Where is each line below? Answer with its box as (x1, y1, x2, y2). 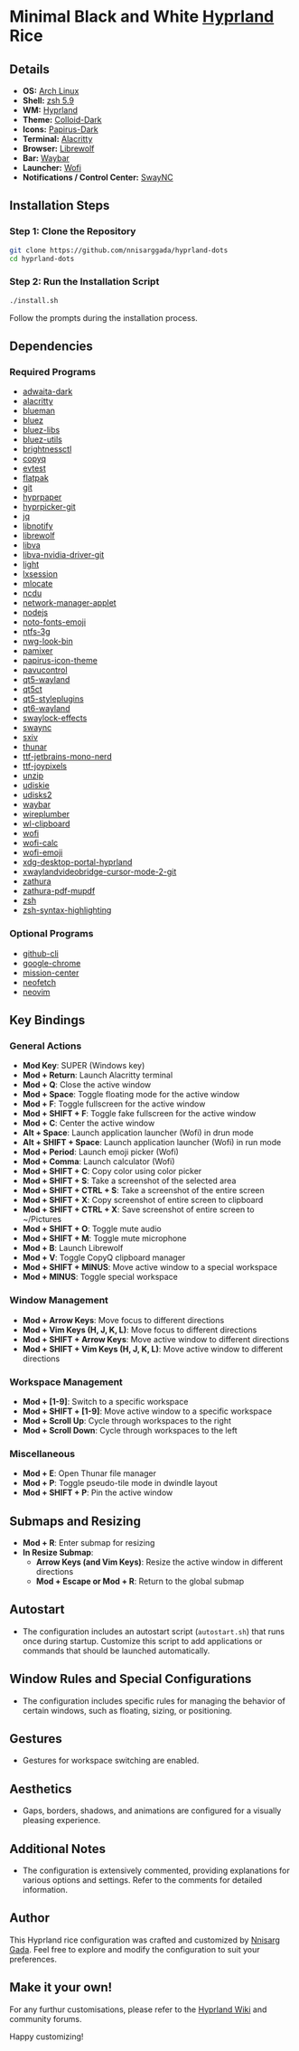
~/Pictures (22, 1214, 61, 1225)
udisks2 (22, 789, 52, 801)
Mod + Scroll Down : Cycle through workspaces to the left (22, 1425, 238, 1435)
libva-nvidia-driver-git (22, 550, 105, 560)
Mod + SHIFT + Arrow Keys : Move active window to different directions (22, 1333, 290, 1344)
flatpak (22, 473, 50, 484)
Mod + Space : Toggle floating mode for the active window (22, 1089, 240, 1100)
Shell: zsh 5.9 (22, 95, 75, 106)
